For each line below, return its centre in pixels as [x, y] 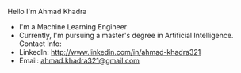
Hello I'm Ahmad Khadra [47, 12]
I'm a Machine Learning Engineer [73, 27]
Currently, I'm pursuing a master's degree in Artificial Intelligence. [126, 35]
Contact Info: [40, 44]
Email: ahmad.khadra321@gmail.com [79, 60]
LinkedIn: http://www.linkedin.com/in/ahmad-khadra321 [110, 52]
